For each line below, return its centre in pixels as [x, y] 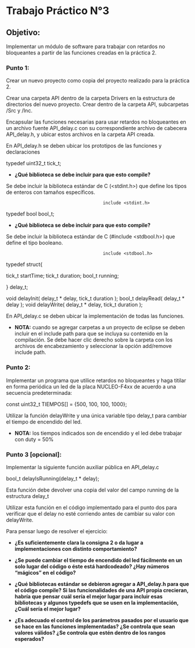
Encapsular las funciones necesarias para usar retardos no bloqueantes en [96, 122]
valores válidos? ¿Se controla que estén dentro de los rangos [90, 632]
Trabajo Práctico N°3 [58, 11]
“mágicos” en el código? [45, 572]
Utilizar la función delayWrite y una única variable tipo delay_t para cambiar [96, 415]
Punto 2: [18, 367]
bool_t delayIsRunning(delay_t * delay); [53, 478]
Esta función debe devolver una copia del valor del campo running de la [93, 490]
